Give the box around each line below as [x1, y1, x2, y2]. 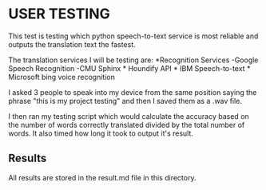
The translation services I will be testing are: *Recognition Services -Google [8, 55, 259, 65]
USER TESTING [8, 5, 110, 23]
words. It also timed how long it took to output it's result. [8, 129, 194, 138]
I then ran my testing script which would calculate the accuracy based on [8, 111, 249, 121]
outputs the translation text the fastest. [8, 39, 136, 49]
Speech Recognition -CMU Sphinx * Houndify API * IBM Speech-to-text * [8, 63, 251, 73]
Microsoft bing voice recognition [8, 72, 116, 81]
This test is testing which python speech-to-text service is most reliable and [8, 31, 259, 41]
